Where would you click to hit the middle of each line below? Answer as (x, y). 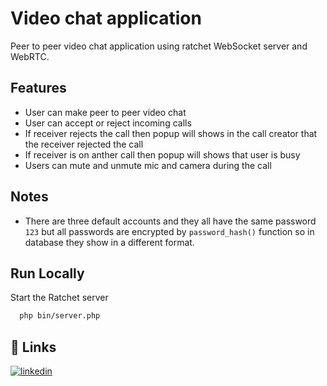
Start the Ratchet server (59, 298)
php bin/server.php (60, 316)
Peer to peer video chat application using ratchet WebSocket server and (159, 46)
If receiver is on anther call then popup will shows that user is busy (162, 154)
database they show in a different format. (109, 242)
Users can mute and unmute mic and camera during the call (148, 165)
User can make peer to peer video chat (105, 112)
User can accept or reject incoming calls (108, 123)
